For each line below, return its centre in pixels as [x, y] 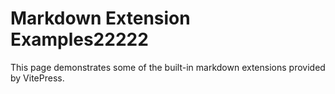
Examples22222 [79, 39]
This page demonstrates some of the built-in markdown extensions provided [168, 67]
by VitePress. [37, 78]
